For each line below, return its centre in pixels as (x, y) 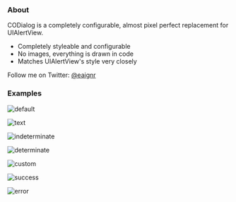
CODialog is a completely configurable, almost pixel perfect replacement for (118, 25)
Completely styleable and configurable (74, 47)
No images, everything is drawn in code (76, 54)
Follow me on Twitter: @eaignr (52, 75)
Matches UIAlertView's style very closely (77, 61)
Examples (25, 93)
